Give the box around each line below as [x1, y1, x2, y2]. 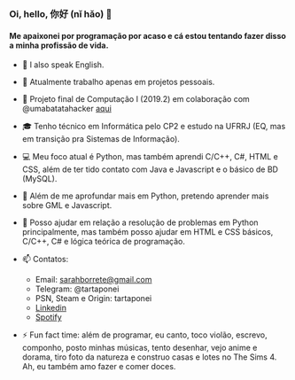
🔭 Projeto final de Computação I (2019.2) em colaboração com [21, 94, 250, 105]
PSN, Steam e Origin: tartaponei [35, 293, 152, 304]
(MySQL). [21, 174, 58, 184]
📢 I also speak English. [21, 59, 105, 70]
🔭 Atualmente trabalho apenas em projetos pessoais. [21, 77, 215, 88]
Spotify [35, 312, 62, 322]
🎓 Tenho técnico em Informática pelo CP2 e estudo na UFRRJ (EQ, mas [21, 121, 286, 132]
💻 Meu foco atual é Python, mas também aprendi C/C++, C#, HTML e [21, 151, 279, 162]
